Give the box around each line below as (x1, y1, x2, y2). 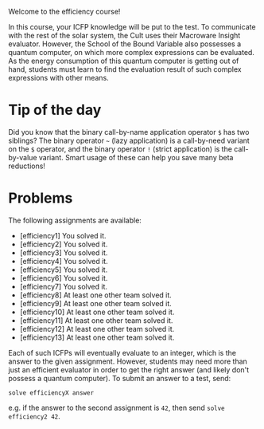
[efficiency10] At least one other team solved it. (19, 307, 175, 317)
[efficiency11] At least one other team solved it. (19, 315, 173, 325)
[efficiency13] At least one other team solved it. (19, 333, 175, 342)
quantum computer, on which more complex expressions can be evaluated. (8, 48, 254, 57)
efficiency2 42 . (8, 411, 61, 421)
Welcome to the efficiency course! (8, 7, 121, 16)
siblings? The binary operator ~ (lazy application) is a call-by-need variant (8, 136, 250, 145)
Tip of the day (8, 101, 102, 119)
